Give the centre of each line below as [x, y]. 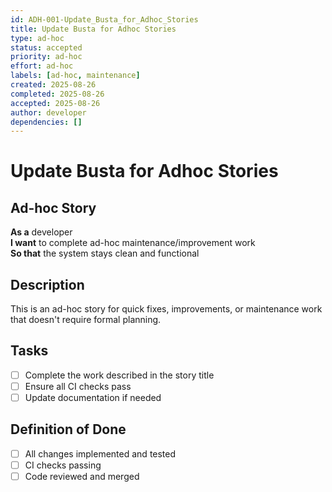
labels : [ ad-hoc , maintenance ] [75, 76]
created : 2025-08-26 [53, 85]
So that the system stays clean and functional [105, 253]
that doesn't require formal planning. [86, 320]
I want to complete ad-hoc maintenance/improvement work [133, 243]
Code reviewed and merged [82, 476]
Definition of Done [68, 429]
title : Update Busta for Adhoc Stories [93, 29]
